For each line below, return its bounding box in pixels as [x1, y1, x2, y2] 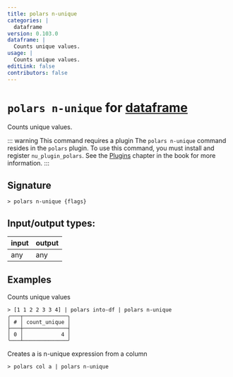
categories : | [7, 17, 49, 24]
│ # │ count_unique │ [7, 319, 71, 326]
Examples [7, 274, 52, 286]
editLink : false [7, 63, 55, 70]
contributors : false [7, 69, 68, 76]
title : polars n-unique [7, 10, 78, 18]
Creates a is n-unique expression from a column [7, 350, 148, 358]
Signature [7, 179, 52, 191]
